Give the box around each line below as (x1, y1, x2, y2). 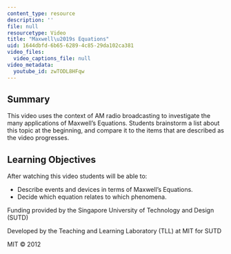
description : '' (7, 17, 54, 23)
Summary (7, 93, 50, 105)
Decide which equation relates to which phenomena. (17, 193, 167, 201)
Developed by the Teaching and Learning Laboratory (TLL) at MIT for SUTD (7, 227, 222, 235)
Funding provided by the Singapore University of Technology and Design (7, 206, 214, 215)
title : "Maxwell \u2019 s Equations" (7, 36, 110, 43)
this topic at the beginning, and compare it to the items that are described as (7, 126, 225, 135)
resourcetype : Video (7, 29, 67, 37)
